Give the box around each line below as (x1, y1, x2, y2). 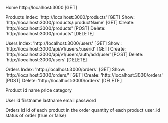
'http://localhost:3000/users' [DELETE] (5, 57, 87, 63)
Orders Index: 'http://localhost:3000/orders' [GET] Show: (5, 66, 126, 72)
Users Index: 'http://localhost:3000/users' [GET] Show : (5, 40, 123, 46)
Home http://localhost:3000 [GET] (5, 5, 78, 10)
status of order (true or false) (5, 112, 66, 118)
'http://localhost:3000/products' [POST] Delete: (5, 25, 106, 31)
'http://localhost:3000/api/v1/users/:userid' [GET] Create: (5, 46, 126, 52)
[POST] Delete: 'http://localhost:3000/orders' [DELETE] (5, 78, 122, 83)
